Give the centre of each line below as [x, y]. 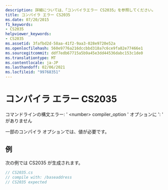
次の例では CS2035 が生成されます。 [44, 163]
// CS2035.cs [19, 173]
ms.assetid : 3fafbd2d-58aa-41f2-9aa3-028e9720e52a [60, 44]
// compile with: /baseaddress [39, 177]
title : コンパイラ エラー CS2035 [38, 15]
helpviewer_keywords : [28, 34]
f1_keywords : [19, 24]
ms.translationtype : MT [31, 58]
